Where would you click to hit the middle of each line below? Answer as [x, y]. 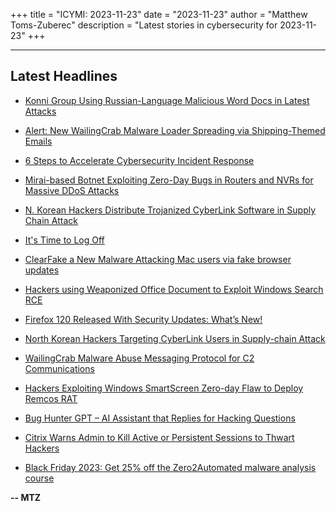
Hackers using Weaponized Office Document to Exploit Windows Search [174, 289]
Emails [38, 141]
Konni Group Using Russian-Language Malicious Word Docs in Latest [167, 100]
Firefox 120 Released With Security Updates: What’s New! [143, 319]
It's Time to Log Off [64, 240]
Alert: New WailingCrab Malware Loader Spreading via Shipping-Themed [175, 130]
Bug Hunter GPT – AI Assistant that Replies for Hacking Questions [160, 418]
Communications [59, 368]
